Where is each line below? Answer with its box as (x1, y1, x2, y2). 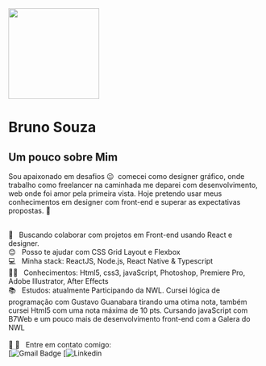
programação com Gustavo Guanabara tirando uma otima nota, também (8, 297, 247, 306)
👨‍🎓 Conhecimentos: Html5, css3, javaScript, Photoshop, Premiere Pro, (8, 268, 246, 277)
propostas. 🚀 (8, 206, 51, 215)
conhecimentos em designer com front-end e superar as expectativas (8, 198, 241, 206)
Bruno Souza (8, 119, 97, 136)
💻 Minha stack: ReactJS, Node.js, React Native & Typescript (8, 256, 214, 265)
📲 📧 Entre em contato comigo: (8, 340, 111, 349)
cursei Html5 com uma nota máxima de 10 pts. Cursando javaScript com (8, 306, 248, 315)
